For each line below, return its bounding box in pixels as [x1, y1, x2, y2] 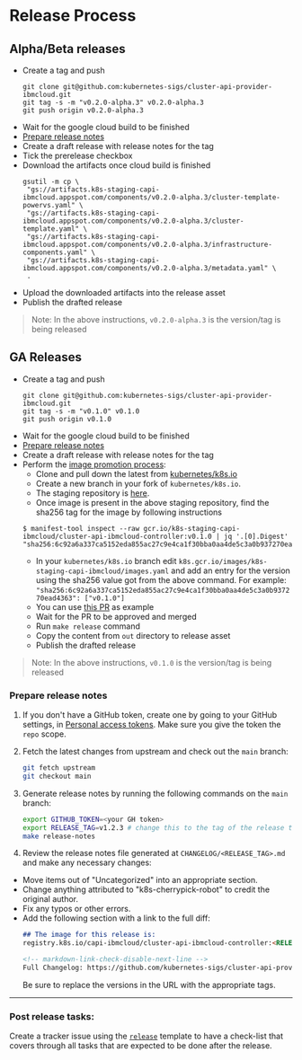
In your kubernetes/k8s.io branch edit [35, 555, 177, 566]
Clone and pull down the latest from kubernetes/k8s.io [35, 468, 238, 479]
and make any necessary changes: [22, 857, 152, 868]
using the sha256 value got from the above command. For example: [35, 574, 288, 585]
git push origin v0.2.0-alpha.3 [22, 106, 144, 115]
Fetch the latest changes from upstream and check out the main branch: [22, 746, 289, 757]
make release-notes [22, 832, 96, 841]
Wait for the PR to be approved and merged [35, 611, 197, 622]
